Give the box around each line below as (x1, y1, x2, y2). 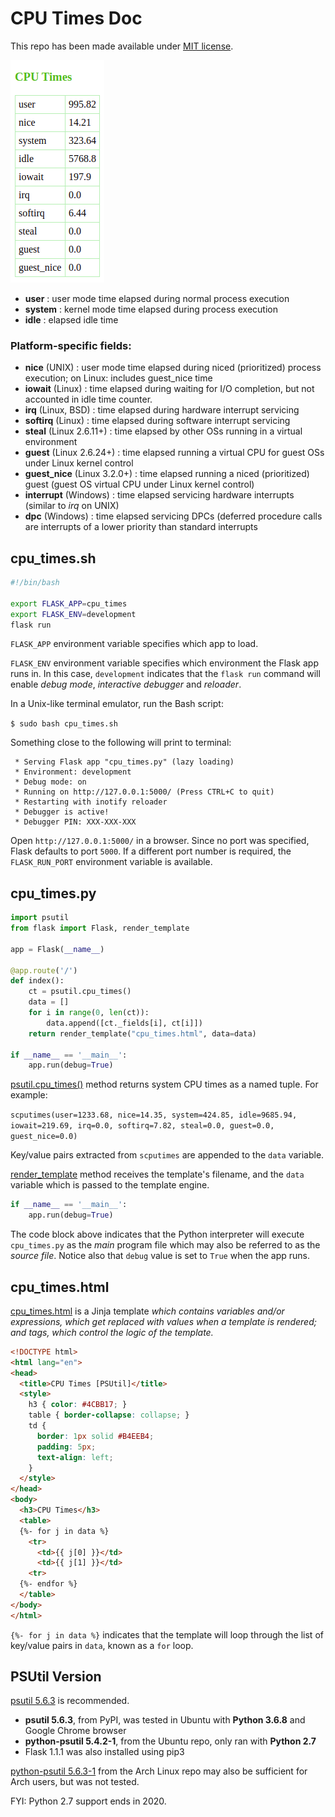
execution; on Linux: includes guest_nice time (24, 372, 213, 384)
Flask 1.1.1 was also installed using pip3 (24, 1746, 185, 1758)
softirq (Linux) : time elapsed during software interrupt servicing (24, 415, 291, 427)
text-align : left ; (36, 1452, 114, 1462)
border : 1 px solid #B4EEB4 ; (36, 1431, 155, 1441)
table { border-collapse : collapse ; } (28, 1410, 190, 1421)
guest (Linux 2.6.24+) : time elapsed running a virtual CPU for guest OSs (24, 447, 325, 459)
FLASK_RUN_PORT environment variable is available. (10, 856, 213, 868)
